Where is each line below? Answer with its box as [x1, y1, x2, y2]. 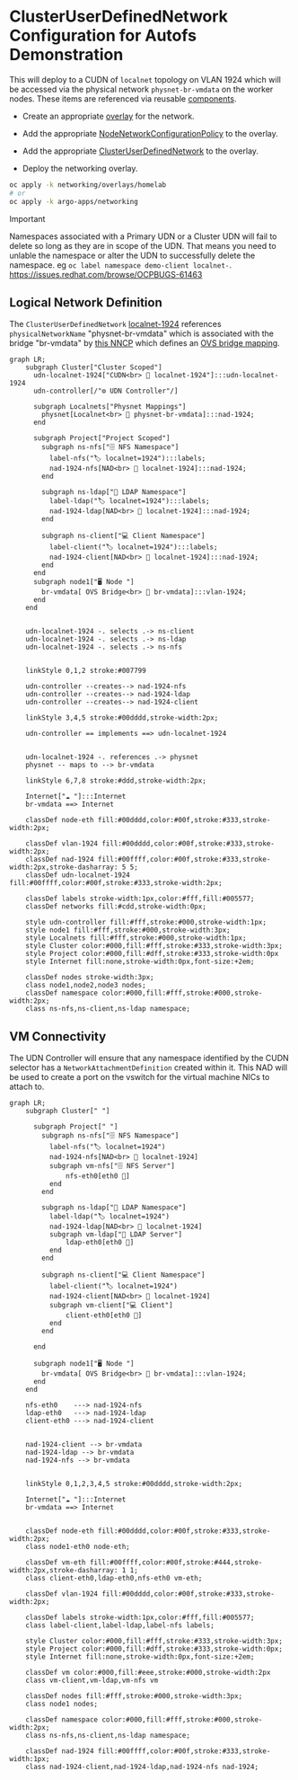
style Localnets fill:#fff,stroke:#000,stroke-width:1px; [25, 934, 247, 943]
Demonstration [9, 45, 124, 65]
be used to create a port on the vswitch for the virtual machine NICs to [9, 1072, 270, 1083]
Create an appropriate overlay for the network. [22, 111, 195, 121]
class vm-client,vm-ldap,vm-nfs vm [25, 1676, 159, 1686]
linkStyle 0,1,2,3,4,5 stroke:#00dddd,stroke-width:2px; [25, 1480, 243, 1489]
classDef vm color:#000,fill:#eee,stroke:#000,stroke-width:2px [25, 1669, 271, 1678]
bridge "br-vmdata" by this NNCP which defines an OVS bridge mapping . [9, 338, 280, 349]
